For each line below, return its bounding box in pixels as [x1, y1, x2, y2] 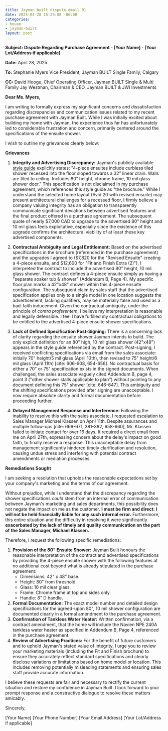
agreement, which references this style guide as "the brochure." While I [12, 186, 160, 192]
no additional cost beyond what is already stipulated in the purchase [12, 563, 154, 569]
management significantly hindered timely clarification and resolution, [12, 445, 157, 451]
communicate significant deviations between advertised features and [12, 208, 156, 213]
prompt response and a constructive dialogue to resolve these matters [5, 690, 150, 696]
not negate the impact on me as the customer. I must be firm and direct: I [5, 506, 157, 512]
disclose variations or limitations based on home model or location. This [12, 659, 161, 665]
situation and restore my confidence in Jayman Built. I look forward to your [5, 685, 159, 690]
